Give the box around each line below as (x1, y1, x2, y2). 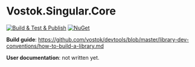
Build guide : (6, 36, 37, 43)
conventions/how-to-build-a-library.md (6, 42, 104, 49)
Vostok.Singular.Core (6, 4, 117, 18)
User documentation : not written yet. (6, 54, 100, 61)
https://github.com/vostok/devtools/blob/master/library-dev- (38, 36, 189, 43)
